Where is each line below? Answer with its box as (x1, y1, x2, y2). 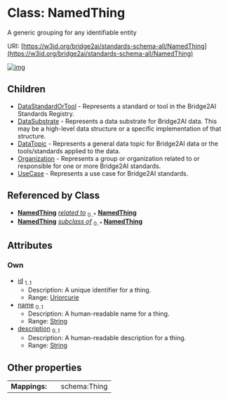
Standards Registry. (17, 109, 75, 117)
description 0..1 (17, 325, 60, 335)
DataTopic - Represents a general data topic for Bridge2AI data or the (17, 139, 219, 148)
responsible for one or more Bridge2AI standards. (17, 162, 161, 170)
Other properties (7, 361, 82, 373)
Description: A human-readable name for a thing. (27, 309, 170, 318)
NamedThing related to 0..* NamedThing (17, 208, 137, 219)
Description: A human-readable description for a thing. (27, 334, 187, 342)
